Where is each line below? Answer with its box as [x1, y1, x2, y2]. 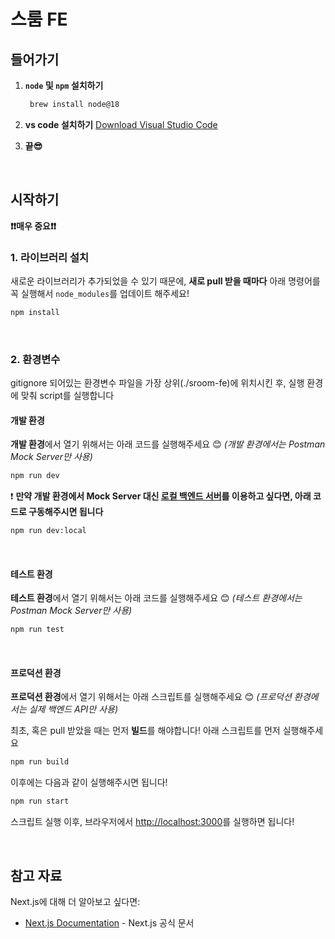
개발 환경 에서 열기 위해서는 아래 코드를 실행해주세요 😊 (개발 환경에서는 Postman [10, 438, 326, 450]
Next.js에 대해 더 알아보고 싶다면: [10, 895, 141, 907]
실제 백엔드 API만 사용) [28, 703, 119, 715]
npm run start [10, 796, 70, 807]
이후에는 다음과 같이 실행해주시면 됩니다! [10, 776, 168, 789]
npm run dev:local [10, 526, 87, 536]
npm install [10, 307, 60, 317]
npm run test [10, 625, 65, 635]
